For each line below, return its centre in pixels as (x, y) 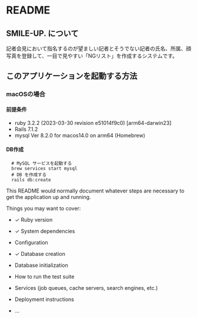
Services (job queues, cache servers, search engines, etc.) (86, 287)
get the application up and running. (49, 197)
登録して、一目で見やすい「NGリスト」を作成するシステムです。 (100, 56)
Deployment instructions (44, 299)
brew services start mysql (44, 168)
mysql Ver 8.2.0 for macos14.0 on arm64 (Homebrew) (80, 135)
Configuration (31, 242)
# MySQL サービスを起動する (42, 163)
